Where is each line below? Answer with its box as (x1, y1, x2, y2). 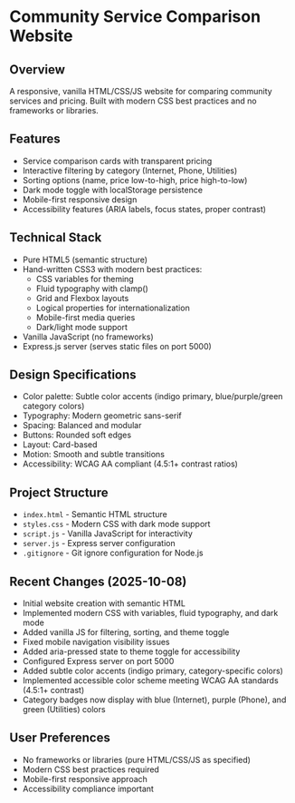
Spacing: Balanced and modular (22, 420, 142, 431)
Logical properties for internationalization (35, 302, 190, 313)
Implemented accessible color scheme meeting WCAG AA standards (22, 675, 279, 686)
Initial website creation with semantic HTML (22, 598, 186, 609)
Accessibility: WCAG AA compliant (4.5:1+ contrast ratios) (22, 458, 238, 469)
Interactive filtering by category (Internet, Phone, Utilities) (22, 165, 238, 176)
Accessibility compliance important (22, 783, 154, 794)
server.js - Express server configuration (22, 538, 176, 549)
